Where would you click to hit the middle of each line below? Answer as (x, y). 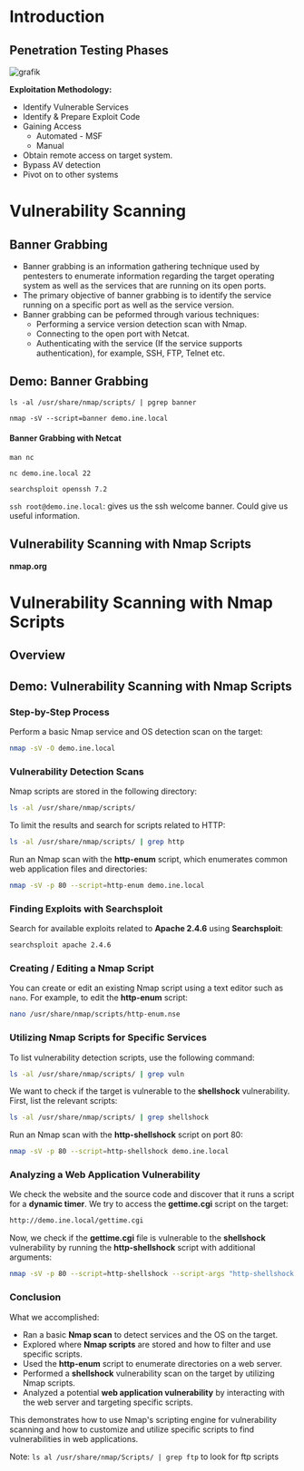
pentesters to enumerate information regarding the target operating (148, 276)
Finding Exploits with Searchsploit (86, 909)
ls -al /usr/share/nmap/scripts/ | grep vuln (97, 1074)
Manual (50, 146)
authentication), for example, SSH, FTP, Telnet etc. (130, 353)
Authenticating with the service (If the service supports (139, 343)
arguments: (31, 1257)
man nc (22, 458)
